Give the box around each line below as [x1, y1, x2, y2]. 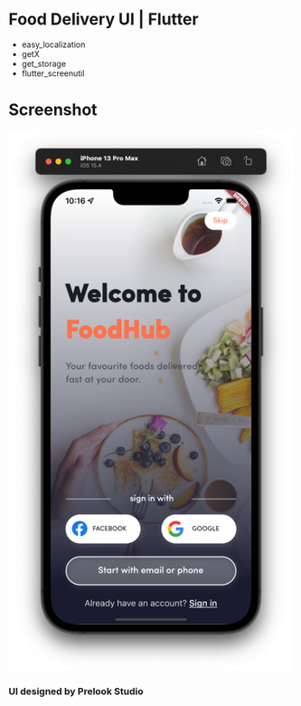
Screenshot [8, 100, 98, 120]
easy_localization [21, 39, 86, 50]
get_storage [21, 58, 67, 69]
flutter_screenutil [21, 68, 85, 79]
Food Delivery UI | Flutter [8, 9, 200, 30]
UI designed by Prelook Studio [8, 684, 144, 697]
